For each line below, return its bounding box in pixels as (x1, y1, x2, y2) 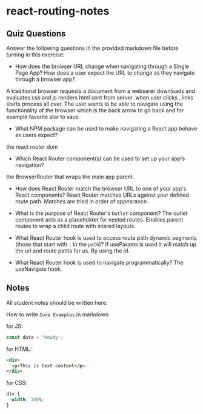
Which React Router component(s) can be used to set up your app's (15, 155, 185, 162)
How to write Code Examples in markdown (6, 311, 109, 318)
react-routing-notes (6, 4, 110, 18)
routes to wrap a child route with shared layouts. (15, 223, 136, 229)
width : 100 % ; (12, 396, 45, 403)
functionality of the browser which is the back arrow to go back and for (6, 107, 184, 114)
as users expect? (15, 132, 58, 138)
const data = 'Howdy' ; (6, 334, 64, 341)
